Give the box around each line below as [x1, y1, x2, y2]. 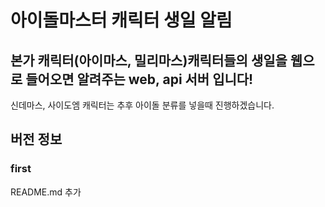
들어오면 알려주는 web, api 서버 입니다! [25, 71, 254, 88]
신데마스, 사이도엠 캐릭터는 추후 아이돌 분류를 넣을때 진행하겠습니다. [10, 99, 275, 111]
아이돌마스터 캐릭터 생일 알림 [10, 9, 233, 32]
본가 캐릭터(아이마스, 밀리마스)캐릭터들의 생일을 [10, 52, 288, 69]
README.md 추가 [10, 186, 82, 198]
